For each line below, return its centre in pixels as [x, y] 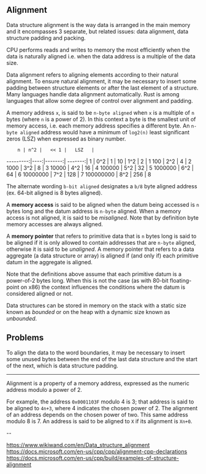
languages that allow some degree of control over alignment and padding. [100, 101]
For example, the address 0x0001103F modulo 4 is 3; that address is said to [100, 402]
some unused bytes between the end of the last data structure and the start [102, 359]
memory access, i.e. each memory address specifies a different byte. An [98, 126]
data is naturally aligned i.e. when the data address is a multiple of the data [101, 56]
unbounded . [22, 318]
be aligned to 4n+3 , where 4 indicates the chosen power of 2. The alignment [102, 408]
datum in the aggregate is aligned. [50, 262]
